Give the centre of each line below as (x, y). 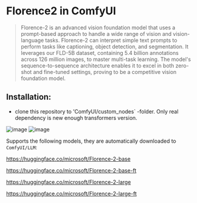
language (32, 40)
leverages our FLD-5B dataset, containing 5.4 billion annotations (100, 53)
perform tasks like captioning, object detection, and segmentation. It (104, 47)
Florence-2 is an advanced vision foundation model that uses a (98, 27)
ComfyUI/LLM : (22, 147)
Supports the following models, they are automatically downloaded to (91, 141)
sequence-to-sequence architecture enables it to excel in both (97, 65)
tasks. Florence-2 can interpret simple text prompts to (111, 40)
